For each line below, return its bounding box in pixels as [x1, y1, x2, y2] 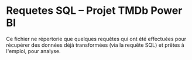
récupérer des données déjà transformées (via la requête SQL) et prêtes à [6, 42, 184, 48]
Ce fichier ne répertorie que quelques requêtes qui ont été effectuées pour [6, 35, 187, 42]
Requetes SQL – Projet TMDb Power [6, 4, 183, 17]
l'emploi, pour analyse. [6, 47, 61, 54]
